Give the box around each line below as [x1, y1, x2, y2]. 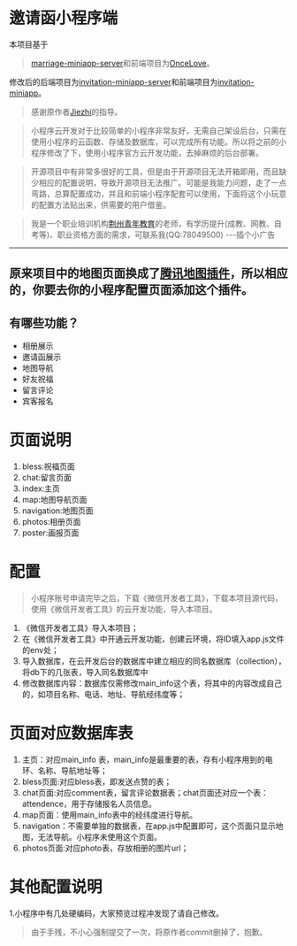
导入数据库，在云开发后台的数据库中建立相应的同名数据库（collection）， [21, 656, 286, 666]
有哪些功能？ [9, 315, 80, 330]
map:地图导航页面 [21, 495, 88, 505]
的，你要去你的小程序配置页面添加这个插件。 [9, 282, 254, 297]
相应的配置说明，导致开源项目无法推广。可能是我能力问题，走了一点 [38, 177, 287, 188]
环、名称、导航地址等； [21, 765, 108, 775]
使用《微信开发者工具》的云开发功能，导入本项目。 [30, 604, 217, 615]
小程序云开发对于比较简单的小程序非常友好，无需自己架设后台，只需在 [30, 125, 287, 135]
